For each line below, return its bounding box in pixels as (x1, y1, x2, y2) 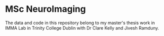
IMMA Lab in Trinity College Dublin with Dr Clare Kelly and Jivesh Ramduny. (5, 25, 159, 31)
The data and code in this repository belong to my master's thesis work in (5, 20, 155, 26)
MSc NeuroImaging (5, 3, 86, 15)
